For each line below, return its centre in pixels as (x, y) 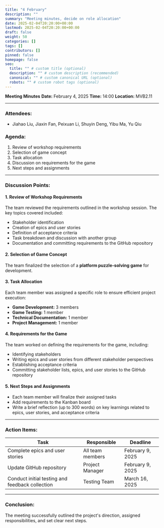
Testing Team (99, 482)
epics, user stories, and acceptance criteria (56, 413)
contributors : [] (23, 50)
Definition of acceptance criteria (44, 233)
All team (92, 451)
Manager (93, 471)
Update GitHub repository (37, 468)
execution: (16, 297)
